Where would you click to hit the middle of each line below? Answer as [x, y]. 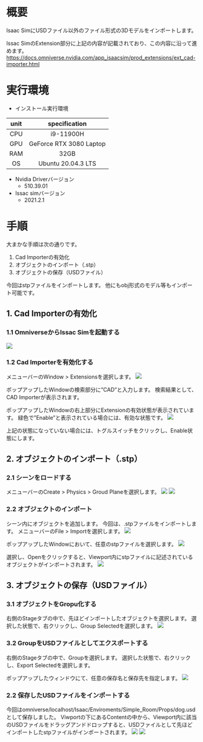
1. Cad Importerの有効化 [52, 313]
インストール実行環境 [42, 108]
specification [67, 124]
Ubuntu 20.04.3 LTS [68, 163]
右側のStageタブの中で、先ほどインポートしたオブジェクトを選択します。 [98, 618]
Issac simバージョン [40, 193]
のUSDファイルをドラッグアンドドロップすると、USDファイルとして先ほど [99, 725]
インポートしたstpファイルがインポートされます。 [68, 732]
